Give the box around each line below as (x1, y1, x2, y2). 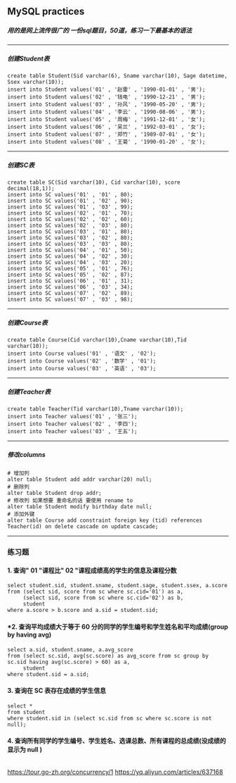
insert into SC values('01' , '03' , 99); (7, 203, 133, 211)
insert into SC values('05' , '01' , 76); (7, 265, 133, 273)
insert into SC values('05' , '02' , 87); (7, 271, 133, 279)
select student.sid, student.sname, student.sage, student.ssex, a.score (7, 582, 228, 589)
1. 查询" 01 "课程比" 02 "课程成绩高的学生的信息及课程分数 (7, 566, 177, 575)
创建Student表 (7, 54, 50, 63)
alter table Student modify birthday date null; (7, 503, 152, 510)
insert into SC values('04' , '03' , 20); (7, 259, 133, 266)
